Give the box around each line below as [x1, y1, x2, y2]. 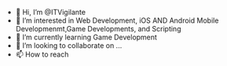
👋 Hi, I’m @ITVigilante [15, 8, 86, 16]
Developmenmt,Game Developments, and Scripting [15, 24, 181, 33]
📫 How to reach [15, 49, 69, 59]
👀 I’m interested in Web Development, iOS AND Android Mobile [15, 16, 219, 25]
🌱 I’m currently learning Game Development [15, 32, 157, 42]
